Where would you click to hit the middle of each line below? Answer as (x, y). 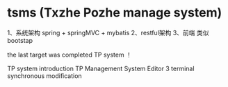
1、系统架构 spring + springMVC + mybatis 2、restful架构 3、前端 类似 (108, 32)
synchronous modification (44, 76)
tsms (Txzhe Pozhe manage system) (115, 13)
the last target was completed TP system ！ (70, 55)
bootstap (20, 40)
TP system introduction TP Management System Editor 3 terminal (101, 68)
